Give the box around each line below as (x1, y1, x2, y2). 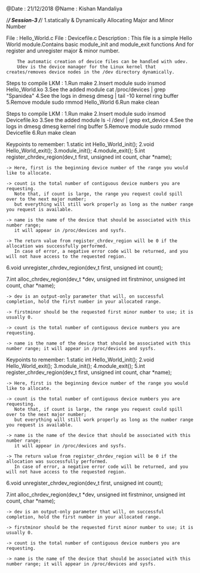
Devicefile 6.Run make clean (6, 129, 76, 136)
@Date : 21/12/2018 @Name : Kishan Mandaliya (6, 5, 122, 12)
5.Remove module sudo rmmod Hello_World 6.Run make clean (6, 98, 159, 106)
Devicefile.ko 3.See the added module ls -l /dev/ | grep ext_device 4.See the (6, 116, 193, 123)
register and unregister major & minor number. (6, 47, 120, 54)
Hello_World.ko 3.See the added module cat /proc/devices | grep (6, 86, 166, 93)
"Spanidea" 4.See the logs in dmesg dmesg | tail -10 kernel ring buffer (6, 92, 179, 99)
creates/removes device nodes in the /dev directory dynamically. (6, 69, 175, 75)
